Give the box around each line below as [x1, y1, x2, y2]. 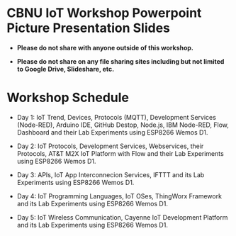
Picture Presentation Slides [6, 20, 171, 36]
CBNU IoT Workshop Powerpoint [6, 5, 202, 21]
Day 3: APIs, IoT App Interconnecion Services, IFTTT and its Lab [16, 170, 205, 179]
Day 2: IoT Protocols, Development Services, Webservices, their [16, 142, 204, 150]
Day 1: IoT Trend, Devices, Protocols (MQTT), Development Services [16, 113, 217, 121]
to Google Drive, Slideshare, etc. [16, 64, 115, 73]
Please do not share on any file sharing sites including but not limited [16, 57, 225, 65]
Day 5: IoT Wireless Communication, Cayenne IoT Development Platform [16, 213, 228, 221]
